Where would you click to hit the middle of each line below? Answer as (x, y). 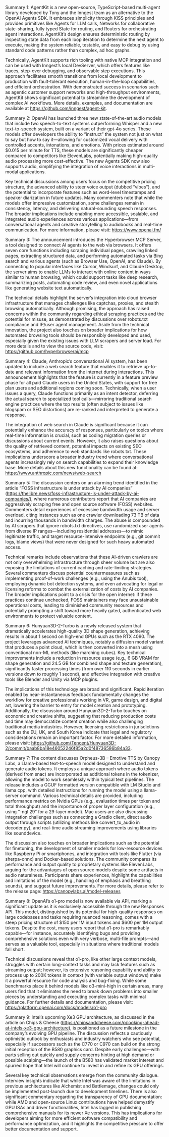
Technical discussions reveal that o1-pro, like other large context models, (81, 959)
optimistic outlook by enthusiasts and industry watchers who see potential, (83, 1039)
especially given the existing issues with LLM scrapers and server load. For (83, 341)
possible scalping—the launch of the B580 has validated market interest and (84, 1060)
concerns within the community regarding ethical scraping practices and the (84, 314)
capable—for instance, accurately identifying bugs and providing (73, 933)
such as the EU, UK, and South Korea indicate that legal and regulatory (79, 732)
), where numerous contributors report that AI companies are (93, 499)
